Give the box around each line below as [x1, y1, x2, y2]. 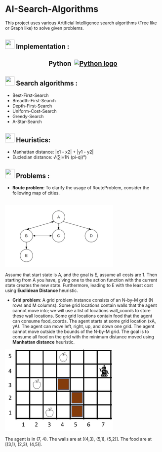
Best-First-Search [12, 92, 49, 98]
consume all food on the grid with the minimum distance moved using [12, 334, 155, 340]
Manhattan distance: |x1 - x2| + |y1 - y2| [12, 149, 94, 155]
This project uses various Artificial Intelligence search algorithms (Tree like [5, 20, 157, 26]
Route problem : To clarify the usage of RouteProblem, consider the [12, 185, 150, 191]
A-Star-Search [12, 119, 42, 124]
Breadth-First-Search [12, 97, 56, 103]
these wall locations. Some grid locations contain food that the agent [12, 313, 153, 319]
